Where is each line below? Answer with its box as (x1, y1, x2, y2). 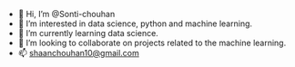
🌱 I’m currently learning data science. (17, 28, 159, 38)
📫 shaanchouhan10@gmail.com (17, 48, 139, 58)
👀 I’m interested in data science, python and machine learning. (17, 18, 253, 29)
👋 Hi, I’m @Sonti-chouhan (17, 9, 116, 19)
